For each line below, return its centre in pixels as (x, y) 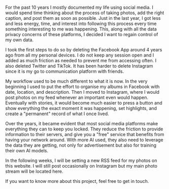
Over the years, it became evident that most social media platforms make (82, 124)
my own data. (20, 40)
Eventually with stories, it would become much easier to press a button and (84, 103)
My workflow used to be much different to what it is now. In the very (76, 81)
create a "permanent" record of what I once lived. (57, 114)
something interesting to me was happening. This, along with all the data (81, 29)
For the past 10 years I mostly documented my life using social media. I (79, 7)
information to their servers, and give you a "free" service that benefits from (85, 134)
